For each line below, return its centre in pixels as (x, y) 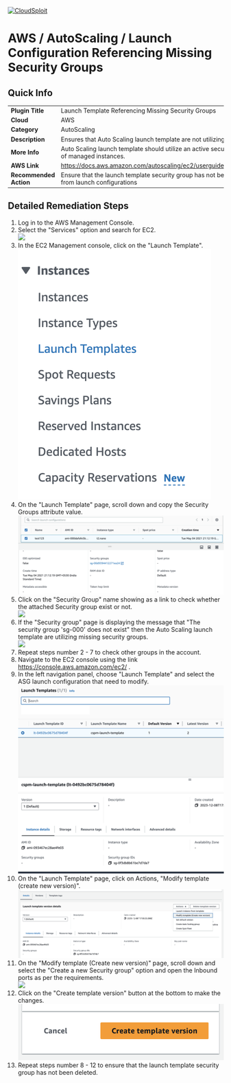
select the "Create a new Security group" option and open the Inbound (118, 970)
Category (24, 130)
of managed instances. (93, 156)
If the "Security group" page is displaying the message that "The (109, 622)
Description (28, 139)
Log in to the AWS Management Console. (76, 223)
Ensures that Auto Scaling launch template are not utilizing (143, 139)
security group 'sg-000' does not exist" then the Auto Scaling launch (115, 630)
